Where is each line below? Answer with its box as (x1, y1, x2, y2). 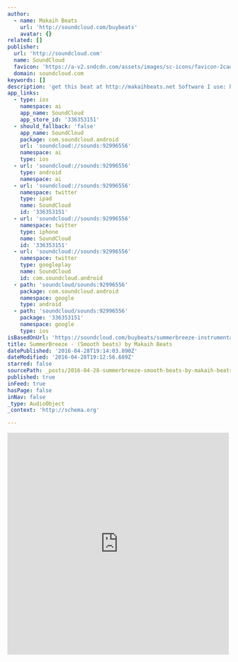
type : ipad (20, 195, 52, 202)
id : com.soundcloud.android (20, 274, 103, 281)
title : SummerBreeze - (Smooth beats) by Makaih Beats (7, 340, 173, 348)
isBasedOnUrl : (7, 334, 50, 341)
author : (7, 10, 30, 18)
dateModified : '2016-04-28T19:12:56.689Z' (7, 354, 135, 361)
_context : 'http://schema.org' (7, 406, 100, 414)
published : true (7, 374, 55, 381)
